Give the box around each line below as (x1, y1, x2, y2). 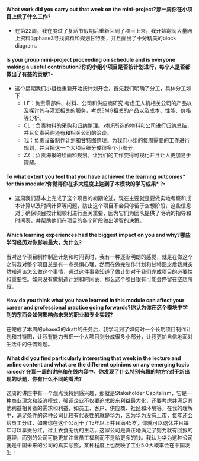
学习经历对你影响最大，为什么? (6, 239, 82, 246)
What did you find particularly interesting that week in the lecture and (6, 354, 181, 362)
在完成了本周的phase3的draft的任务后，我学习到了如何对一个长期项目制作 (6, 326, 187, 333)
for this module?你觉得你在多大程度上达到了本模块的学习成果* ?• (6, 180, 166, 187)
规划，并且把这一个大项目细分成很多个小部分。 (23, 144, 138, 151)
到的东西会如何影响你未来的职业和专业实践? (6, 311, 113, 318)
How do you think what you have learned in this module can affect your (6, 297, 185, 304)
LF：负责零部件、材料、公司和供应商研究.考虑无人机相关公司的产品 (23, 100, 187, 107)
